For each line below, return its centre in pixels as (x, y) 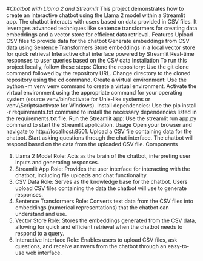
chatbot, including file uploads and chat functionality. (82, 175)
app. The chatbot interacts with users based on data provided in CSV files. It (101, 22)
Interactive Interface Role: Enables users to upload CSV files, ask (96, 240)
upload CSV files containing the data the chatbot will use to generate (101, 188)
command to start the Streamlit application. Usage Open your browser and (99, 125)
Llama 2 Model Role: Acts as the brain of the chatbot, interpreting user (103, 156)
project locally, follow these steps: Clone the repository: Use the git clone (98, 67)
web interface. (44, 253)
